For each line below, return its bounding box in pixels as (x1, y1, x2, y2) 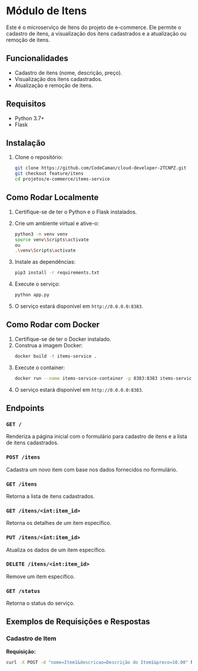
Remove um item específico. (6, 573, 75, 580)
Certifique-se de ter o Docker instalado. (14, 335, 112, 343)
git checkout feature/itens (14, 170, 84, 177)
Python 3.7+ (14, 114, 45, 122)
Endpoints (6, 404, 45, 414)
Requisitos (6, 99, 46, 109)
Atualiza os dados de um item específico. (6, 546, 106, 553)
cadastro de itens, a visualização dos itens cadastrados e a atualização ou (6, 30, 187, 37)
